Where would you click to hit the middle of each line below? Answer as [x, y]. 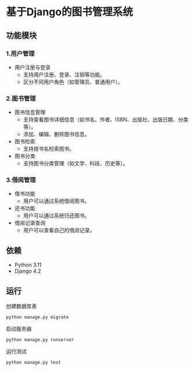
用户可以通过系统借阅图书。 [57, 201]
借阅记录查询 [30, 223]
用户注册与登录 [32, 67]
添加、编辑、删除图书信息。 [57, 134]
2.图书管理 [21, 98]
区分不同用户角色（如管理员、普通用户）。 [73, 82]
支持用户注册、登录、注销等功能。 [64, 74]
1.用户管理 [20, 53]
